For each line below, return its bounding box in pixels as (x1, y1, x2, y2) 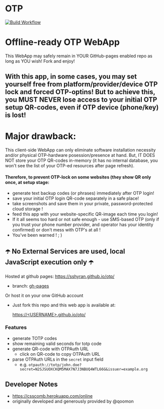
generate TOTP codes (12, 335, 57, 341)
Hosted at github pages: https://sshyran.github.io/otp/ (5, 273, 115, 279)
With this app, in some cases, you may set (5, 73, 137, 81)
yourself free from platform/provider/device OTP (5, 80, 158, 89)
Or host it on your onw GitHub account (5, 293, 84, 298)
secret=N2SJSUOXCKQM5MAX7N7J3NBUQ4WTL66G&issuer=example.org (19, 367, 148, 372)
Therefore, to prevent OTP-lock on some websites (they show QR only (5, 174, 151, 180)
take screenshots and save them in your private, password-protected (12, 201, 153, 207)
